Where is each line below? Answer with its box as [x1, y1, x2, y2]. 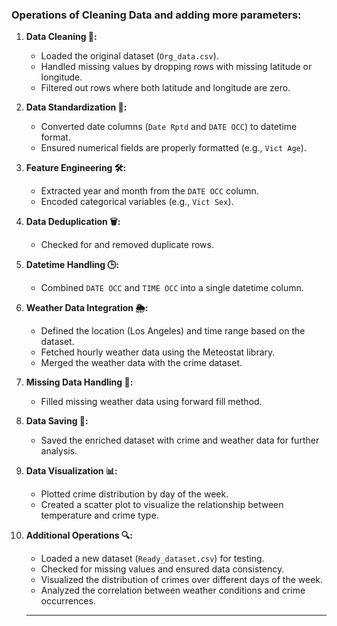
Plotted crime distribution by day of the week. [40, 488, 229, 500]
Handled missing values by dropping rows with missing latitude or [40, 61, 313, 73]
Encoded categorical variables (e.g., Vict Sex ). [40, 196, 234, 208]
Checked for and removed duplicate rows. [40, 239, 214, 251]
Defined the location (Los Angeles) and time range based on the [40, 325, 306, 337]
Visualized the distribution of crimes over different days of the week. [40, 574, 324, 586]
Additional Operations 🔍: [25, 529, 133, 542]
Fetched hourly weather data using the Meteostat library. [40, 346, 276, 358]
